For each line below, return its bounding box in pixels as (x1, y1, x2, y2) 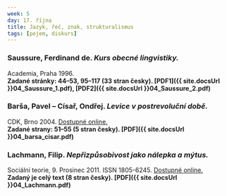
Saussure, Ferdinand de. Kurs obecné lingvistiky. (7, 53, 179, 63)
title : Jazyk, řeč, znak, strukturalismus (7, 23, 134, 30)
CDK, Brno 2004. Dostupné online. (7, 117, 108, 126)
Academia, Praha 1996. (7, 69, 75, 77)
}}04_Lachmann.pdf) (7, 181, 71, 190)
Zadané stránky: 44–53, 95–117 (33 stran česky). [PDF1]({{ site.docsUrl (7, 77, 221, 85)
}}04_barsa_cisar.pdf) (7, 132, 74, 141)
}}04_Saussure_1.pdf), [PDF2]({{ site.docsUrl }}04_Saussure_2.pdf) (7, 84, 211, 92)
